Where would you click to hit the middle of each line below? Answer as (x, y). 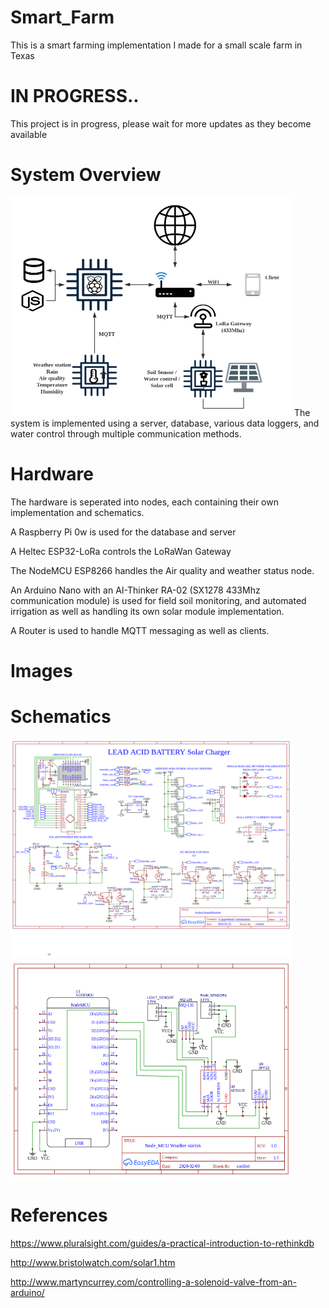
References (59, 1215)
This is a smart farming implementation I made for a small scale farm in (156, 45)
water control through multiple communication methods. (126, 433)
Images (41, 670)
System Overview (86, 175)
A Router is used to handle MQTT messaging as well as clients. (140, 630)
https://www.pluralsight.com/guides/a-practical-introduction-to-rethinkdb (162, 1243)
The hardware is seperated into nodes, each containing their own (144, 502)
